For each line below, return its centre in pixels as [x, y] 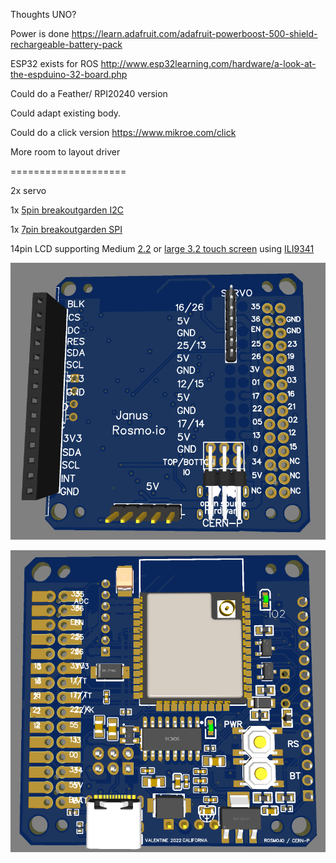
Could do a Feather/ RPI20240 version [89, 93]
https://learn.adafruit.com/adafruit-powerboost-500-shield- [194, 33]
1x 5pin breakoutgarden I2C [67, 210]
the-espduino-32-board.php [69, 74]
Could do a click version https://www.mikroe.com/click [123, 132]
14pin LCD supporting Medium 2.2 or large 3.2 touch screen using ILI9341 [162, 248]
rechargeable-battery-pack [66, 44]
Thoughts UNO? [43, 14]
